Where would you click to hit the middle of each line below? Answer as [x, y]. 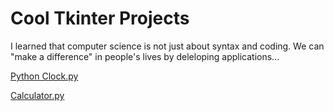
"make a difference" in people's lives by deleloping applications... [145, 56]
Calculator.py [37, 95]
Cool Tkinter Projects [100, 18]
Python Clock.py [44, 76]
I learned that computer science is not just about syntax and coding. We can [167, 46]
